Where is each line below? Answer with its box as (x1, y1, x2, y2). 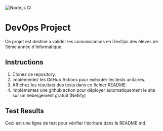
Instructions (5, 58, 43, 66)
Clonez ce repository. (12, 71, 56, 77)
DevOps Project (5, 22, 71, 33)
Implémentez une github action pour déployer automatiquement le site (12, 87, 156, 93)
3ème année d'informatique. (5, 44, 63, 50)
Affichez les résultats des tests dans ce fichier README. (12, 82, 127, 88)
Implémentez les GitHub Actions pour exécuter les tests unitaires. (12, 76, 146, 82)
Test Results (5, 107, 44, 115)
